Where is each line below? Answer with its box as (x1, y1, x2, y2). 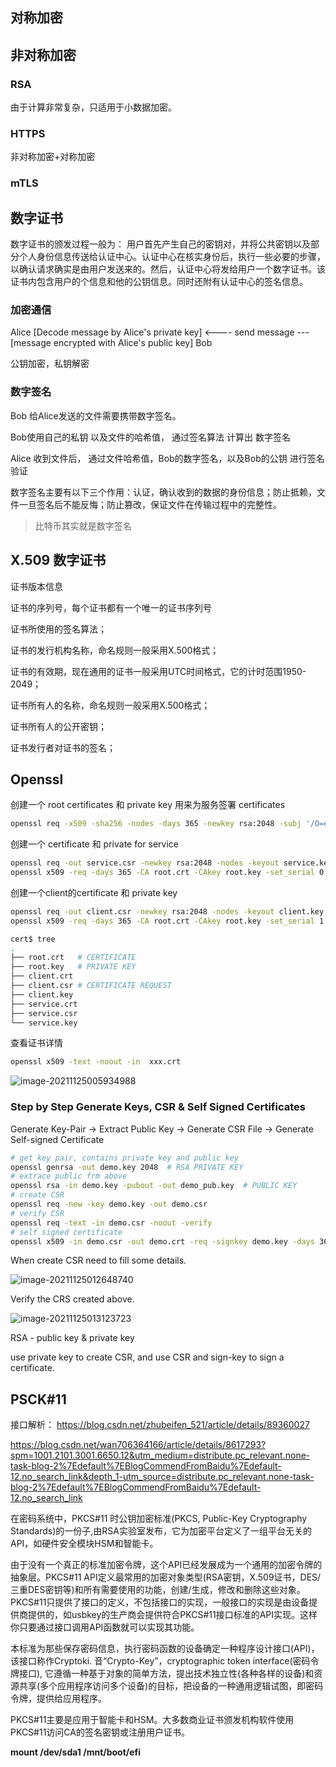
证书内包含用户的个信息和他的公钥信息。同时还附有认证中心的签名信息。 (10, 276, 308, 288)
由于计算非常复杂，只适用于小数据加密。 (10, 101, 177, 113)
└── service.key (10, 1018, 78, 1028)
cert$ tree (10, 934, 56, 944)
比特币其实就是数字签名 (34, 519, 132, 532)
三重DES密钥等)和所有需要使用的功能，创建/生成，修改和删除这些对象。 (10, 1584, 306, 1596)
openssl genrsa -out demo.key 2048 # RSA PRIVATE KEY (10, 1162, 244, 1172)
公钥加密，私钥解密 (10, 358, 90, 370)
